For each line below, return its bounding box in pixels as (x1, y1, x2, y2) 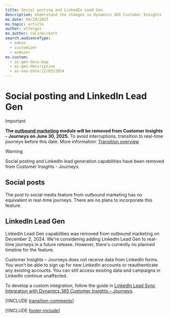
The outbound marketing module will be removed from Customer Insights (5, 128, 163, 134)
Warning (5, 148, 23, 154)
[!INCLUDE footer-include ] (5, 307, 60, 313)
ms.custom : (5, 54, 28, 60)
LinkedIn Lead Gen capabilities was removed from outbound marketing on (5, 230, 159, 236)
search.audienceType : (5, 36, 51, 41)
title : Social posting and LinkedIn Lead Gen (5, 7, 103, 13)
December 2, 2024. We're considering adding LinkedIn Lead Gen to (5, 236, 146, 242)
